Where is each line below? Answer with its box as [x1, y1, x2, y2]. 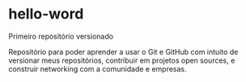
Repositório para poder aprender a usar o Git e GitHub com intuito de [8, 47, 239, 56]
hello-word [8, 5, 84, 23]
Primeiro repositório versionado [8, 31, 114, 41]
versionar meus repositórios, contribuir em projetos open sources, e [8, 55, 235, 65]
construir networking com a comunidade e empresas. [8, 64, 188, 73]
